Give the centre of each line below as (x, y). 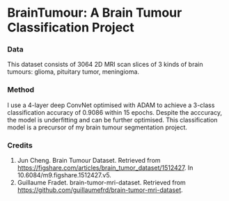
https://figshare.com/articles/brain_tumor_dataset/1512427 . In (105, 168)
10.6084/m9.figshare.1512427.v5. (64, 175)
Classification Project (71, 27)
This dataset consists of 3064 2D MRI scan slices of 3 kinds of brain (105, 65)
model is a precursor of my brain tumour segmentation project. (97, 127)
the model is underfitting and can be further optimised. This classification (112, 120)
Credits (20, 145)
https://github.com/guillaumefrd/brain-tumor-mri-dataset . (100, 190)
